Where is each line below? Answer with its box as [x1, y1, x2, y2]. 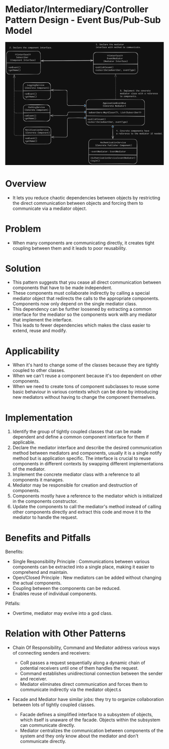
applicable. [12, 439, 36, 445]
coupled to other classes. [12, 367, 65, 373]
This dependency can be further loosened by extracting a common [12, 306, 152, 312]
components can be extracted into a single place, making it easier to [12, 564, 154, 570]
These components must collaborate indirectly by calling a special [12, 290, 150, 296]
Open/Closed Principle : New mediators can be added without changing [12, 574, 162, 581]
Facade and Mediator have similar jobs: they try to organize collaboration [12, 697, 164, 703]
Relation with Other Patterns [5, 628, 126, 639]
